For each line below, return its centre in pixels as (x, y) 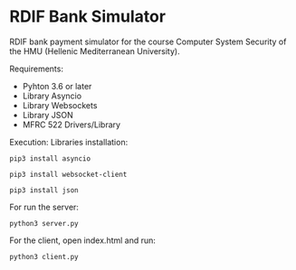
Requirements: (36, 69)
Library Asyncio (52, 96)
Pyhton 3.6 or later (57, 86)
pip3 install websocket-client (68, 174)
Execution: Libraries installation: (69, 142)
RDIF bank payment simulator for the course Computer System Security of (148, 42)
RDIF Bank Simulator (87, 17)
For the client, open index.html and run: (83, 240)
